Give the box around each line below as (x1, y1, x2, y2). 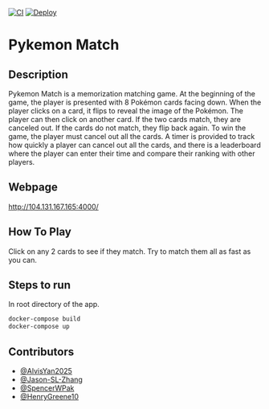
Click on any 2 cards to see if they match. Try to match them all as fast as (8, 246, 251, 256)
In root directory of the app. (8, 300, 100, 309)
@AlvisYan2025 (19, 366, 72, 375)
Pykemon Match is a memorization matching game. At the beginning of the (8, 89, 255, 98)
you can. (8, 255, 38, 264)
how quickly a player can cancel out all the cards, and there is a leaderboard (8, 141, 261, 149)
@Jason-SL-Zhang (19, 374, 83, 384)
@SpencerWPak (19, 383, 75, 393)
